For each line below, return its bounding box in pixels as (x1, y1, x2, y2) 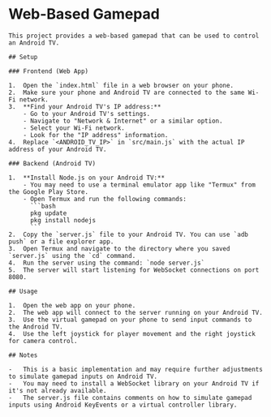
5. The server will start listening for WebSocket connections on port (8, 265, 260, 274)
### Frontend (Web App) (8, 67, 89, 75)
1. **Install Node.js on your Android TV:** (8, 174, 165, 182)
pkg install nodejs (29, 216, 96, 224)
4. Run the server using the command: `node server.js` (8, 259, 205, 267)
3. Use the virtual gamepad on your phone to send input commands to (8, 316, 252, 324)
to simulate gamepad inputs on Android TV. (8, 372, 158, 380)
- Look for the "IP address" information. (23, 131, 169, 139)
